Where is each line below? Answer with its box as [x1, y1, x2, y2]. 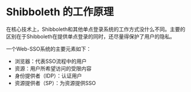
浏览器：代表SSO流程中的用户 [14, 58, 87, 65]
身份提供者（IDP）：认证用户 [14, 72, 82, 79]
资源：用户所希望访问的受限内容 [14, 65, 92, 72]
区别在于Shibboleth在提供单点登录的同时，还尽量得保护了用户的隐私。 [6, 33, 175, 40]
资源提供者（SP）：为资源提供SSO [14, 79, 96, 86]
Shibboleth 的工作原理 [6, 5, 114, 19]
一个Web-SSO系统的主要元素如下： [6, 45, 92, 52]
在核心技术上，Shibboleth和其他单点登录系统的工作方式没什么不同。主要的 [6, 26, 186, 33]
